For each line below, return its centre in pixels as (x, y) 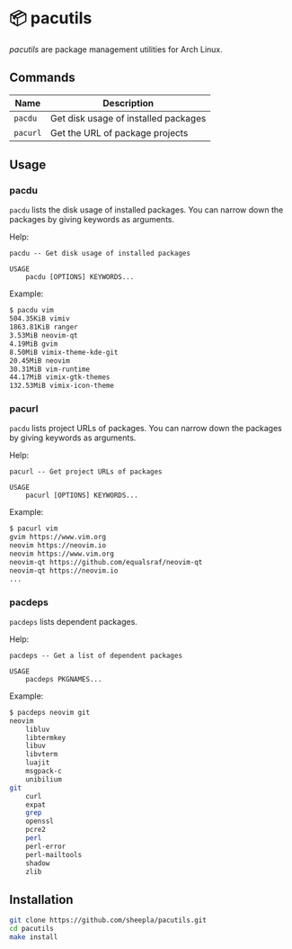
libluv (38, 729)
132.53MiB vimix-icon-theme (62, 386)
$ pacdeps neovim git (50, 712)
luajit (38, 763)
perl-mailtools (54, 854)
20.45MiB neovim (40, 361)
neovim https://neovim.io (58, 546)
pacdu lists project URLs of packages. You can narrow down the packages (146, 429)
